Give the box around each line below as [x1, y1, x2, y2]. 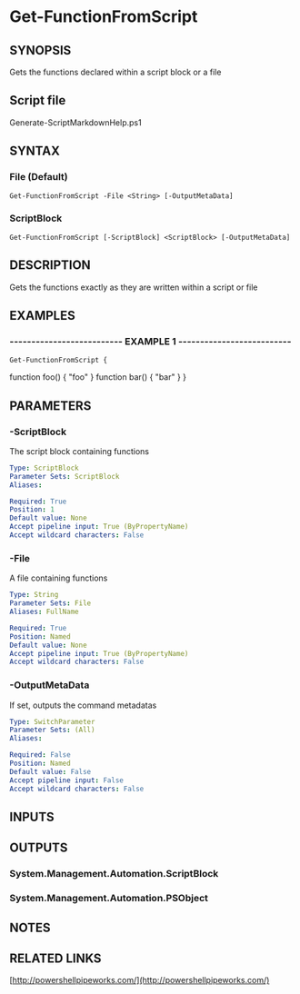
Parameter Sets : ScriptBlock [9, 472, 120, 481]
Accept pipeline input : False [9, 775, 125, 785]
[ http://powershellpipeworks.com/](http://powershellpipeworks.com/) [9, 975, 270, 986]
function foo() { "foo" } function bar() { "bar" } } [9, 372, 187, 383]
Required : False [9, 750, 71, 760]
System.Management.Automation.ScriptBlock [9, 868, 219, 880]
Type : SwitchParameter [9, 717, 95, 726]
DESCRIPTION [9, 257, 91, 273]
